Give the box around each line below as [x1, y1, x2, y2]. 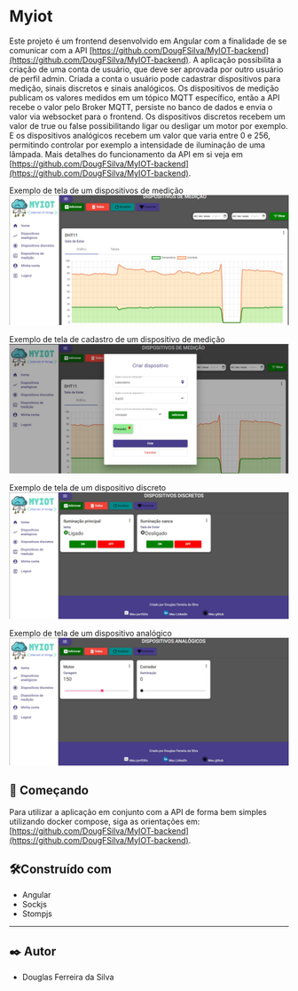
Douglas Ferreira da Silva [21, 971, 114, 983]
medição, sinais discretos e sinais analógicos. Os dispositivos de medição [9, 83, 279, 93]
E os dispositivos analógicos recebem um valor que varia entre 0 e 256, [9, 130, 271, 140]
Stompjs [21, 908, 53, 919]
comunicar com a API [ [9, 44, 93, 55]
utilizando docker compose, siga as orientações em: [9, 816, 200, 827]
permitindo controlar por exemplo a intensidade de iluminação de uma [9, 140, 266, 150]
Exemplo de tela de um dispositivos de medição [9, 185, 184, 196]
